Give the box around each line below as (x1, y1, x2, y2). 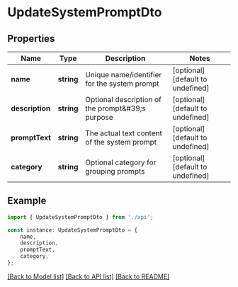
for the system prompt (84, 79, 159, 89)
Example (7, 195, 47, 207)
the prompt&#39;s (84, 103, 147, 113)
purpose (84, 113, 113, 122)
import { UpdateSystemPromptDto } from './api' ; (7, 213, 154, 220)
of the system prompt (84, 137, 157, 147)
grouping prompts (84, 167, 145, 176)
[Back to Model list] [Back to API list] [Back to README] (7, 272, 170, 281)
